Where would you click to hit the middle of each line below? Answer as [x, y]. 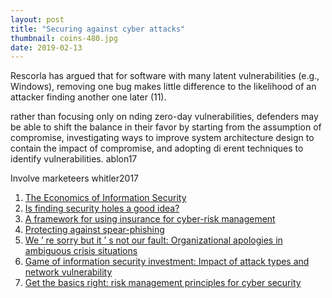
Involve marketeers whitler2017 [74, 178]
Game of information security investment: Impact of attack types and [167, 262]
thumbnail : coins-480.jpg [64, 38]
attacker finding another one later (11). [88, 97]
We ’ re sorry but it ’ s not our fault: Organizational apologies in [153, 240]
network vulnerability [68, 272]
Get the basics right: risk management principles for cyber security [163, 283]
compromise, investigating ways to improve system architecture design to [162, 138]
